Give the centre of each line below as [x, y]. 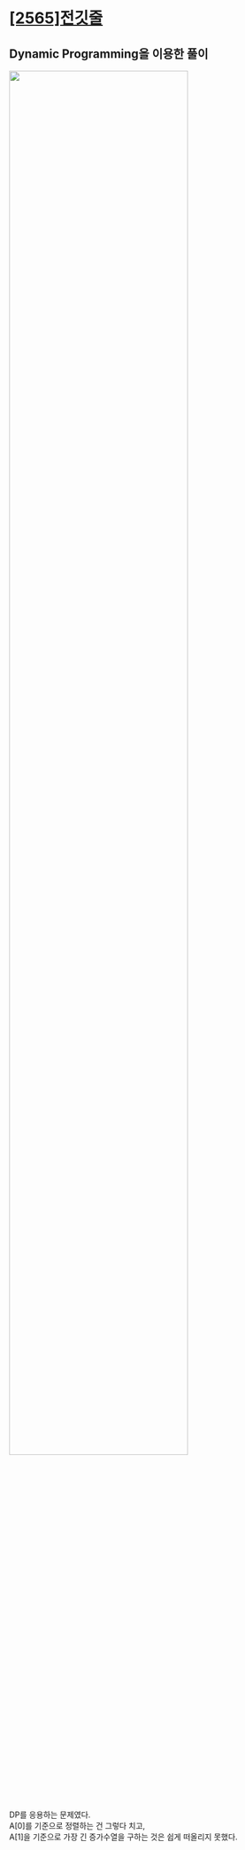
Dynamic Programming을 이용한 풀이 [109, 54]
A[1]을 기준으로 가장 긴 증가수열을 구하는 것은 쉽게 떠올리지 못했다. [123, 1837]
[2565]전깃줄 [56, 18]
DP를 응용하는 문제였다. [50, 1815]
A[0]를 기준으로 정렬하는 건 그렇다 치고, [77, 1826]
